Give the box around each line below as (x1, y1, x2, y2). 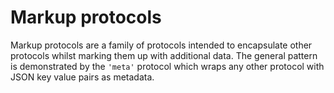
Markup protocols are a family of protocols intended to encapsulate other (10, 39, 313, 51)
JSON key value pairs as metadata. (10, 71, 155, 83)
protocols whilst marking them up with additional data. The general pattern (10, 49, 318, 61)
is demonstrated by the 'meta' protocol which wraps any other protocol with (10, 60, 325, 72)
